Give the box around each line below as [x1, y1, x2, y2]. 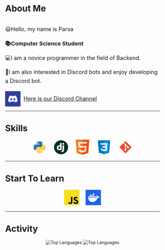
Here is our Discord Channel [24, 95, 97, 102]
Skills [5, 123, 28, 134]
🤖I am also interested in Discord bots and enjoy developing [5, 69, 158, 76]
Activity [5, 224, 38, 234]
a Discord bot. [5, 77, 42, 85]
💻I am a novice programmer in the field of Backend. [5, 54, 141, 61]
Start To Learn [5, 173, 65, 184]
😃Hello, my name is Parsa [5, 25, 74, 32]
